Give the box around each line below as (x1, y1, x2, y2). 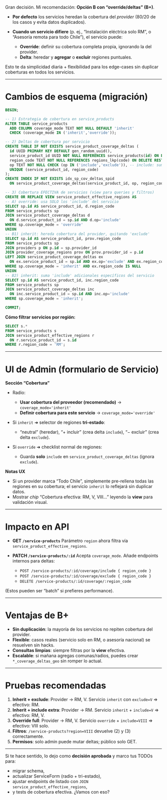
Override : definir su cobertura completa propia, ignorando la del (19, 44, 152, 49)
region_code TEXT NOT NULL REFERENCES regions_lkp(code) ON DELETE (9, 158, 153, 163)
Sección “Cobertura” (5, 380, 50, 386)
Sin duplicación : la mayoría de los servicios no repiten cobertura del (12, 626, 153, 633)
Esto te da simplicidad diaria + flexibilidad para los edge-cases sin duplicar (5, 64, 159, 70)
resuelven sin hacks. (12, 642, 55, 648)
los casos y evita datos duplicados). (12, 19, 86, 25)
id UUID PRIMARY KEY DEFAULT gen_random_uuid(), (9, 149, 112, 154)
